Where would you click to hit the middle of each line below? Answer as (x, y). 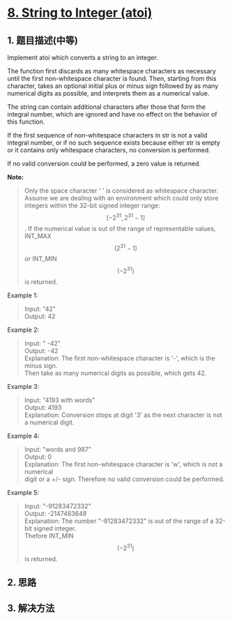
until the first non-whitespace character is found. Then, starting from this (112, 79)
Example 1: (23, 295)
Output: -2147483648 (55, 513)
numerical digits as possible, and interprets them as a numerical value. (109, 93)
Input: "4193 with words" (60, 400)
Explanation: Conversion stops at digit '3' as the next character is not (123, 415)
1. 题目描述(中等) (43, 40)
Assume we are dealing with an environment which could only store (121, 198)
